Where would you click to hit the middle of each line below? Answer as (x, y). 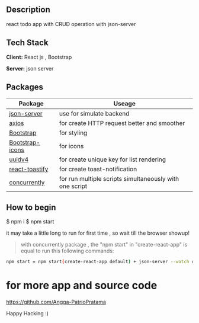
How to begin (31, 207)
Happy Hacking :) (28, 314)
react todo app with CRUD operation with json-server (71, 24)
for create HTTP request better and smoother (122, 123)
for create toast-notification (98, 170)
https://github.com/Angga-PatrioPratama (56, 302)
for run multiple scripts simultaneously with (119, 179)
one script (73, 186)
